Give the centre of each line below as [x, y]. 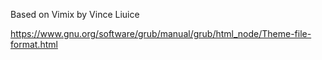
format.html [34, 44]
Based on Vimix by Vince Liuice [75, 14]
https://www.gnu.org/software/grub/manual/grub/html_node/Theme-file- [161, 33]
